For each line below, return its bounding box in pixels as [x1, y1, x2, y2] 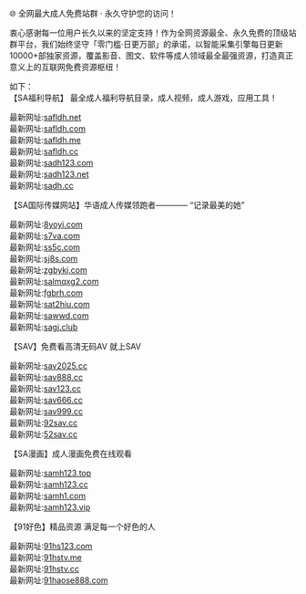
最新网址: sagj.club [9, 322, 78, 332]
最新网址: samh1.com [9, 491, 87, 501]
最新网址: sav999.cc [9, 406, 84, 417]
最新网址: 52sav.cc [9, 429, 78, 440]
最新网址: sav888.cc [9, 372, 84, 382]
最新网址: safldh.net [9, 112, 82, 122]
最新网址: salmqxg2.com [9, 276, 99, 287]
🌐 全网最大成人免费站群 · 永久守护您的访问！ [9, 8, 178, 18]
